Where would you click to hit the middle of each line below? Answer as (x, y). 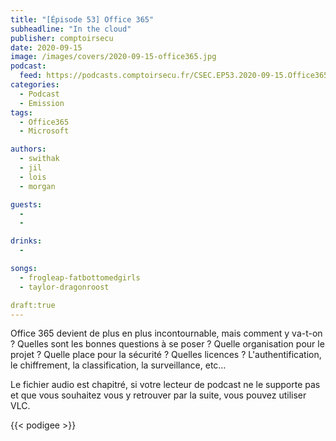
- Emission (42, 103)
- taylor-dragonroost (64, 287)
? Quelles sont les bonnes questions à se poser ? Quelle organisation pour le (167, 344)
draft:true (33, 305)
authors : (28, 149)
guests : (26, 204)
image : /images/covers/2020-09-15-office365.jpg (113, 57)
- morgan (37, 186)
